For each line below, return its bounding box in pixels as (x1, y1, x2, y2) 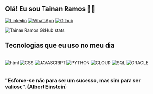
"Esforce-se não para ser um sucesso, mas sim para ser (5, 77, 141, 84)
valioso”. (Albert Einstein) (5, 83, 67, 90)
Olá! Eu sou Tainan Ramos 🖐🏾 (5, 5, 96, 13)
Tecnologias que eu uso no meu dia (5, 41, 115, 50)
